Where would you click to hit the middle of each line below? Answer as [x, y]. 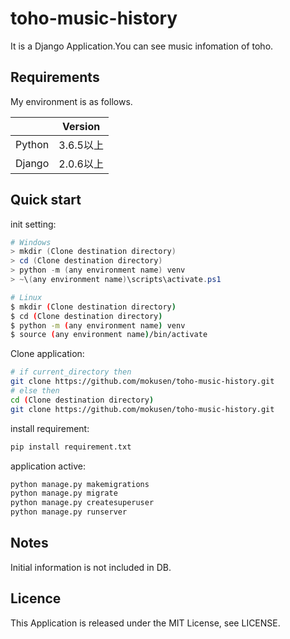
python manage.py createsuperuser [82, 503]
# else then [35, 391]
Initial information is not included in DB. [91, 567]
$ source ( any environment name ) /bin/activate [109, 335]
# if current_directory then [71, 372]
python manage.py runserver [69, 512]
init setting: [33, 224]
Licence [36, 598]
